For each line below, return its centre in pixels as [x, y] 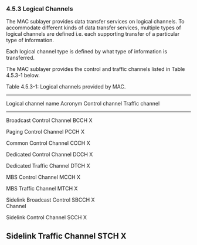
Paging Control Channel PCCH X [45, 132]
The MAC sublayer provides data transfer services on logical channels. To [95, 22]
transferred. [21, 58]
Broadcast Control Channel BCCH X [49, 120]
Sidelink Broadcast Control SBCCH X [50, 200]
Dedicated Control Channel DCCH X [50, 155]
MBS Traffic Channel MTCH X [42, 189]
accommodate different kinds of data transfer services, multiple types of [94, 28]
